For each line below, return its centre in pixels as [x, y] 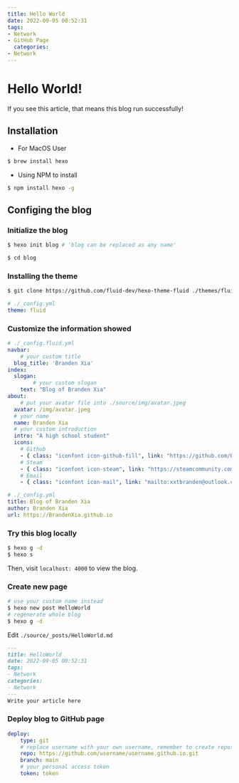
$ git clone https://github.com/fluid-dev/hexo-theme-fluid [99, 291]
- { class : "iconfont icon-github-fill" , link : [92, 456]
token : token [39, 774]
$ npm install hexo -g [41, 188]
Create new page [37, 587]
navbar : [19, 350]
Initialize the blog [38, 230]
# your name [32, 416]
